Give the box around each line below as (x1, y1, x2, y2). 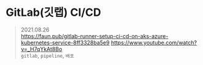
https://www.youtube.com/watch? (110, 39, 197, 46)
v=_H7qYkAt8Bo (20, 45, 63, 52)
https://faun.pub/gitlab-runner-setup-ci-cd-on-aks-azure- (20, 32, 169, 39)
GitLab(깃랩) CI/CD (6, 5, 102, 19)
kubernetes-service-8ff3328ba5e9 (20, 39, 110, 46)
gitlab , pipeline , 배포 (20, 52, 74, 59)
